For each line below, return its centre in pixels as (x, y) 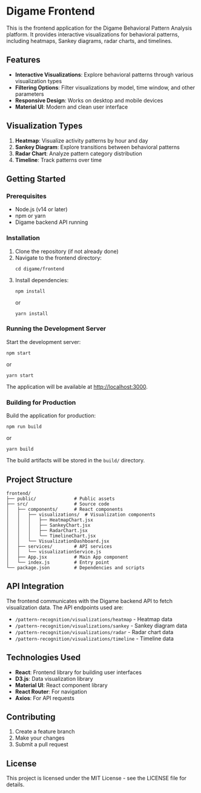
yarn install (31, 314)
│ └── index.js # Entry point (58, 562)
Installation (23, 238)
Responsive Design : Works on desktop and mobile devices (89, 100)
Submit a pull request (41, 744)
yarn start (20, 375)
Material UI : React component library (61, 685)
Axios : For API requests (44, 698)
